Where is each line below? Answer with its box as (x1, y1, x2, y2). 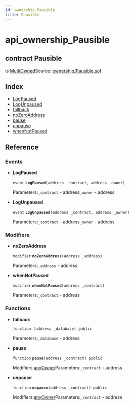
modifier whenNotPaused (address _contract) (12, 283, 105, 288)
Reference (5, 143, 39, 151)
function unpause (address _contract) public (12, 385, 107, 390)
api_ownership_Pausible (5, 34, 110, 46)
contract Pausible (5, 54, 62, 63)
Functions (5, 305, 30, 312)
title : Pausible (5, 12, 39, 17)
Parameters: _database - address (12, 335, 80, 341)
